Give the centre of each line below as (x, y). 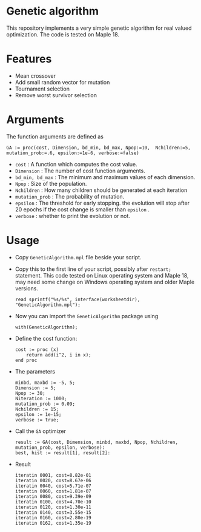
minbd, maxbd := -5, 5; (45, 383)
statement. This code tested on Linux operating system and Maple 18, (102, 275)
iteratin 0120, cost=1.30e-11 (53, 507)
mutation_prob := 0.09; (45, 404)
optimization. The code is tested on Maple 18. (63, 34)
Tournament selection (42, 89)
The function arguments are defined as (55, 136)
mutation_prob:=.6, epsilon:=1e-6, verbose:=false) (73, 153)
